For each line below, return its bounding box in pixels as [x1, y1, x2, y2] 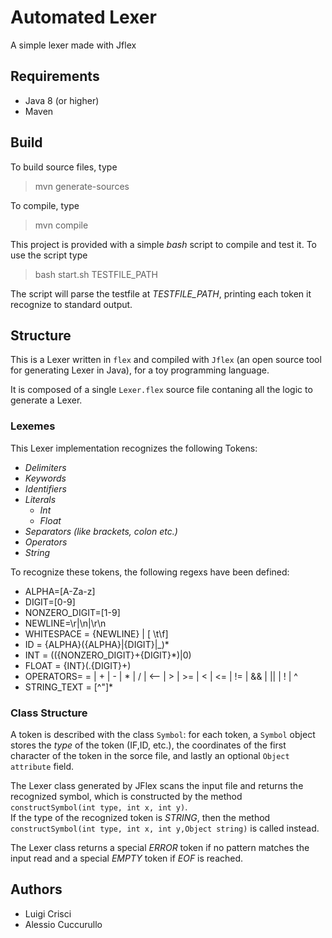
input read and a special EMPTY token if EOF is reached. [10, 852, 244, 864]
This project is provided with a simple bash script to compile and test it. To [10, 238, 317, 250]
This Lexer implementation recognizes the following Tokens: [10, 442, 258, 454]
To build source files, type [10, 161, 118, 173]
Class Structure [10, 706, 88, 720]
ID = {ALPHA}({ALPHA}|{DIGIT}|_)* [24, 638, 170, 650]
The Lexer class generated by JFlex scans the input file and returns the [10, 779, 304, 791]
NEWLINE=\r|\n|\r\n [24, 617, 107, 629]
